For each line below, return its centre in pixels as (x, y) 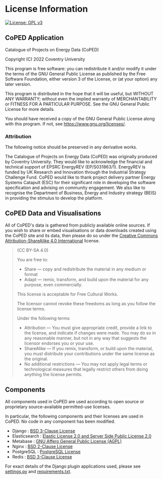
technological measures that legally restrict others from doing (86, 369)
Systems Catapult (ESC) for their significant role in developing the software (80, 183)
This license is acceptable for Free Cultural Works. (67, 294)
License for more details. (30, 109)
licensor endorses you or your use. (59, 343)
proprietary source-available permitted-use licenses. (58, 407)
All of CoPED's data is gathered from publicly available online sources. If (77, 225)
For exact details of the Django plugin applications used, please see (73, 466)
